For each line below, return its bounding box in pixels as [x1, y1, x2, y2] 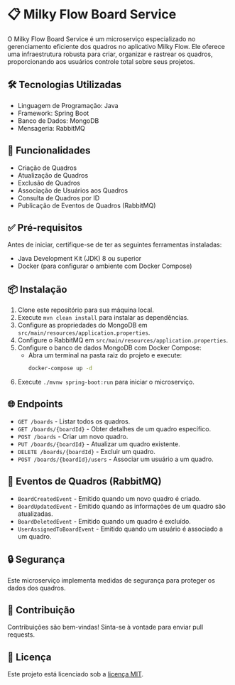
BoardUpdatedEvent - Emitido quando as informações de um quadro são [17, 502, 226, 510]
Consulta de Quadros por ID [17, 193, 100, 202]
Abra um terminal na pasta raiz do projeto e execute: [28, 351, 182, 360]
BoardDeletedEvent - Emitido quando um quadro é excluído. [17, 517, 192, 525]
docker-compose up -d [28, 365, 92, 372]
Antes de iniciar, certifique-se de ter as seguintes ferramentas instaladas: [7, 240, 222, 249]
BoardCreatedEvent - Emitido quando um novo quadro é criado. [17, 494, 201, 502]
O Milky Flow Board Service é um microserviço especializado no [7, 34, 196, 43]
